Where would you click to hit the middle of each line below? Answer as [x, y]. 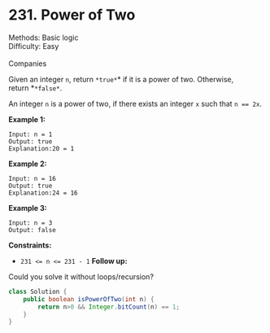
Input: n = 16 [33, 178]
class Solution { [38, 291]
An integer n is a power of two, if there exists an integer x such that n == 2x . [135, 103]
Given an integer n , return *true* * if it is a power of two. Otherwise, [121, 79]
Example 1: [27, 119]
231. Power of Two [72, 15]
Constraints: [30, 245]
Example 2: [28, 164]
